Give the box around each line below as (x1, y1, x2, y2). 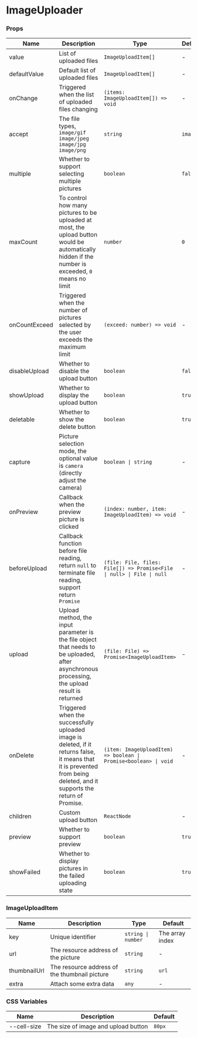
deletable (9, 415, 35, 424)
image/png (59, 147, 86, 154)
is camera (59, 462, 83, 470)
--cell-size (9, 1022, 42, 1030)
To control (59, 194, 87, 202)
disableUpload (9, 367, 49, 376)
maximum (59, 343, 86, 351)
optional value (59, 454, 98, 462)
